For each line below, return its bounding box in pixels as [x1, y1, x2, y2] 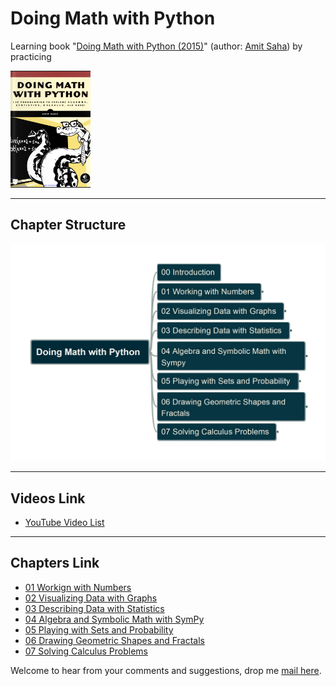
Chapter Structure [10, 217, 127, 234]
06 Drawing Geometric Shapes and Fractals [24, 634, 205, 646]
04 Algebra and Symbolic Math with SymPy [24, 613, 205, 625]
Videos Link [10, 490, 86, 507]
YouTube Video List [24, 517, 105, 529]
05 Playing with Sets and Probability [24, 623, 174, 636]
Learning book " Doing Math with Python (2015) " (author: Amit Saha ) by [10, 40, 303, 52]
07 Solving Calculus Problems [24, 645, 149, 657]
